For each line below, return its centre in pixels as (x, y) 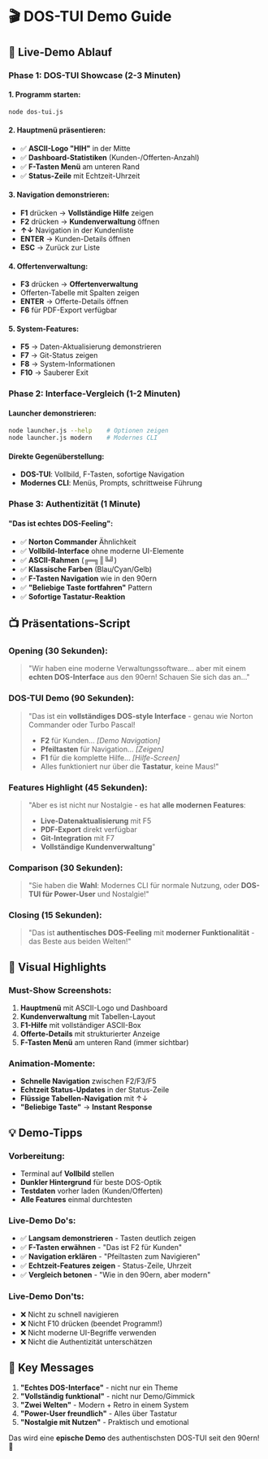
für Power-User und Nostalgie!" (96, 894)
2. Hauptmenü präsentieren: (57, 130)
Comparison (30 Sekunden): (66, 868)
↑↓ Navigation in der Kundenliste (77, 230)
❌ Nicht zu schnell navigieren (69, 1314)
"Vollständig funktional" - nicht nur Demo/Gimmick (107, 1396)
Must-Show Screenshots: (60, 990)
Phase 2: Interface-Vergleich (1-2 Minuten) (95, 394)
